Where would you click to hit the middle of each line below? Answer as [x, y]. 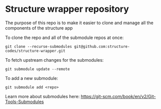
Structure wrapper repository [67, 9]
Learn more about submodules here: [42, 96]
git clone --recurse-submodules [39, 46]
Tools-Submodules [25, 102]
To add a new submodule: [32, 78]
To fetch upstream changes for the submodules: [54, 60]
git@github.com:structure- [102, 46]
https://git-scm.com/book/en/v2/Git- [118, 96]
